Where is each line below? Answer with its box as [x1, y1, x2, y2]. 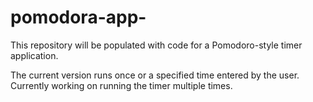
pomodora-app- [10, 6, 147, 29]
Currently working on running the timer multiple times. [10, 79, 233, 91]
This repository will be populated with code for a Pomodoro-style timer [10, 39, 303, 51]
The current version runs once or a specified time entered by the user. [10, 69, 300, 81]
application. [10, 49, 59, 61]
